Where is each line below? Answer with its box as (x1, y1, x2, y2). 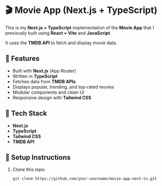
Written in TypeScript (12, 73, 58, 79)
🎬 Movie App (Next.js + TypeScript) (5, 5, 157, 16)
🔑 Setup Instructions (5, 153, 71, 162)
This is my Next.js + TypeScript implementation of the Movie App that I (5, 24, 154, 31)
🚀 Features (5, 54, 40, 63)
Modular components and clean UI (12, 89, 85, 95)
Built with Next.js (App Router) (12, 68, 76, 74)
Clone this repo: (12, 166, 46, 172)
